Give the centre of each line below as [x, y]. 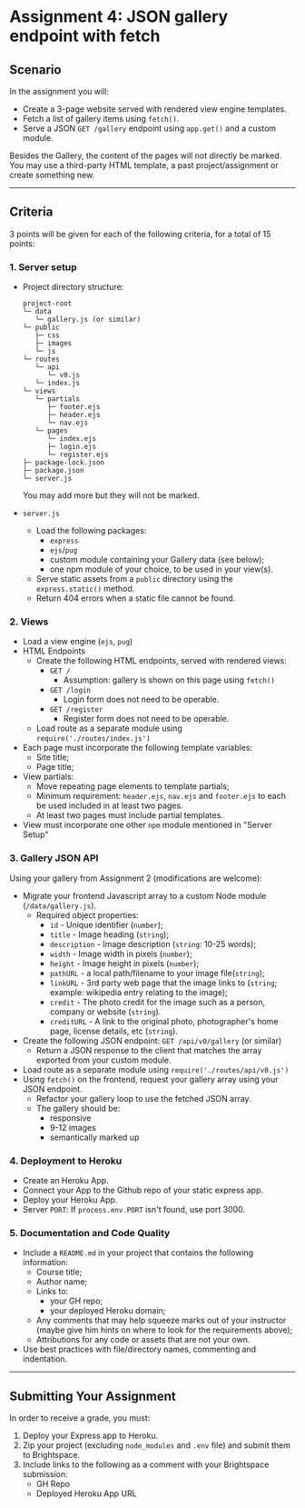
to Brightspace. [51, 1455]
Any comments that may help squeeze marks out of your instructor [161, 1321]
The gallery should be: [78, 1108]
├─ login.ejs [72, 447]
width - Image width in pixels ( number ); [121, 954]
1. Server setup [43, 267]
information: [45, 1263]
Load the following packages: [91, 531]
